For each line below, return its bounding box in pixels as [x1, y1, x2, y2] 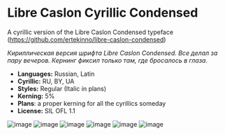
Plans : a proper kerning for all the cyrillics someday [17, 99, 166, 107]
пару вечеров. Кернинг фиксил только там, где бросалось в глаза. [7, 56, 208, 64]
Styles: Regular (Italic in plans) [17, 84, 107, 93]
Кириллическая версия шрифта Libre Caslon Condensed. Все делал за [7, 49, 218, 57]
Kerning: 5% [17, 92, 55, 100]
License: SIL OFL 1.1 [17, 106, 75, 115]
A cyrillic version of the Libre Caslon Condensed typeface [7, 28, 173, 36]
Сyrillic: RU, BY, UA [17, 77, 75, 85]
